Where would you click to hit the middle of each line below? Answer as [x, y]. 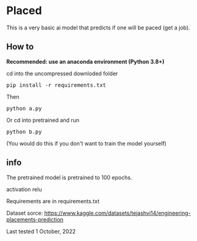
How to [20, 47]
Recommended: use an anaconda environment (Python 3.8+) [85, 61]
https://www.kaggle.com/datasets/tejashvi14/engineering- [117, 213]
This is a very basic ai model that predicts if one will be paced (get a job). [98, 28]
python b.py [24, 132]
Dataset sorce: [25, 213]
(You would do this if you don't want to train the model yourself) [86, 143]
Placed [24, 11]
